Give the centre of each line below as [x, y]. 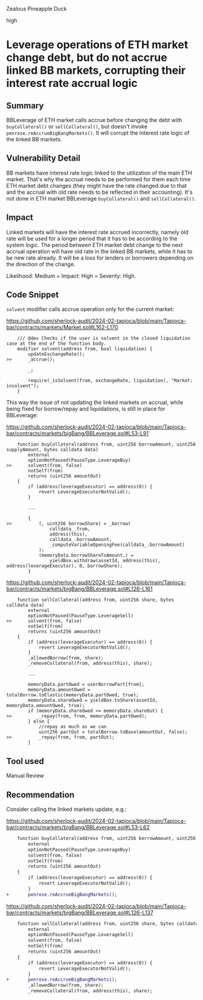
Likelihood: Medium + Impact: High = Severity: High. [71, 276]
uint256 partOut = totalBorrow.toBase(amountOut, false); [113, 732]
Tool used [25, 761]
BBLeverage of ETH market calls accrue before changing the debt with [94, 120]
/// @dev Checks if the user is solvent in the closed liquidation [104, 338]
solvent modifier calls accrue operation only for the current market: [90, 309]
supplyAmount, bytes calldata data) [52, 450]
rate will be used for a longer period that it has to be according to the [92, 239]
